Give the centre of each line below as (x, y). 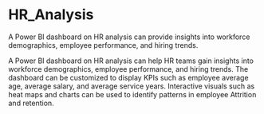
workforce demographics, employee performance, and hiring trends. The (128, 69)
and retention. (31, 103)
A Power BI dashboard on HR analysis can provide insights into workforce (129, 37)
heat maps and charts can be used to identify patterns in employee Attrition (132, 94)
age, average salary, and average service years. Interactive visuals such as (132, 86)
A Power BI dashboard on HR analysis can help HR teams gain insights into (131, 61)
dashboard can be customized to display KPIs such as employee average (128, 77)
